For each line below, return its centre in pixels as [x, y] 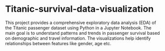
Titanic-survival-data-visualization [80, 9]
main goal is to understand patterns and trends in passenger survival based [82, 33]
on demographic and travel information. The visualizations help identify [78, 38]
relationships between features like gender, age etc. [58, 43]
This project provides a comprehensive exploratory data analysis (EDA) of [81, 23]
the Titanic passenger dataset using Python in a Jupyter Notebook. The [78, 27]
